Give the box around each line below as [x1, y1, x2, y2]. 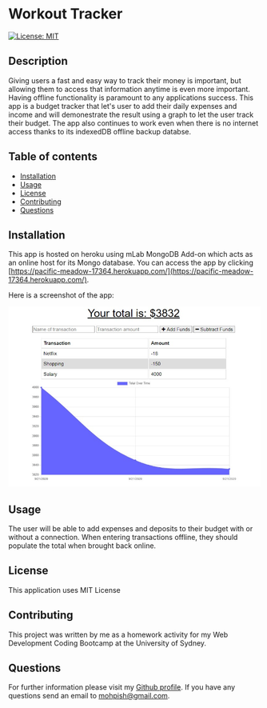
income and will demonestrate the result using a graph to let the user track [8, 110, 254, 119]
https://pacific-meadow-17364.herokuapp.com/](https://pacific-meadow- [10, 266, 254, 276]
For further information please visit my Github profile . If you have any [8, 682, 236, 692]
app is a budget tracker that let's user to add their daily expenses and [8, 101, 237, 110]
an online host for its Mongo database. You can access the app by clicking [8, 258, 253, 268]
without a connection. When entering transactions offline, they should [8, 532, 238, 542]
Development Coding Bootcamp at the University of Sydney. [8, 638, 206, 648]
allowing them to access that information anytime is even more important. [8, 84, 250, 94]
